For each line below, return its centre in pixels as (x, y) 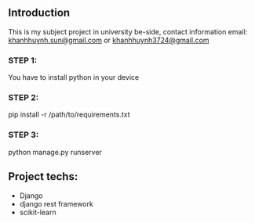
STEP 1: (23, 60)
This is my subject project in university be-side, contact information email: (128, 31)
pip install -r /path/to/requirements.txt (69, 115)
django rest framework (56, 203)
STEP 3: (24, 135)
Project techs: (43, 176)
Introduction (39, 13)
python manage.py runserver (55, 152)
